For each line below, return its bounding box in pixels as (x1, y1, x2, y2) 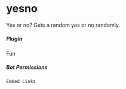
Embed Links (6, 78, 36, 84)
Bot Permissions (6, 63, 48, 71)
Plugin (6, 35, 23, 42)
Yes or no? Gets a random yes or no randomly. (6, 21, 121, 28)
